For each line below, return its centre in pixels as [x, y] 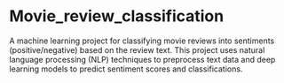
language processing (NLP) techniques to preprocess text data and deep [142, 59]
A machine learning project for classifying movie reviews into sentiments [142, 41]
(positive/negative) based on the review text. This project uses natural [137, 49]
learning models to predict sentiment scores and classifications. [126, 69]
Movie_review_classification [117, 16]
